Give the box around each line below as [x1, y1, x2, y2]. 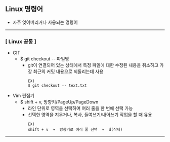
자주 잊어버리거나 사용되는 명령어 [12, 19, 78, 25]
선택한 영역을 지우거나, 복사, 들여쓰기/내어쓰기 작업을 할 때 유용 [27, 112, 152, 118]
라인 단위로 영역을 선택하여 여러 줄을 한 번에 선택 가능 [27, 105, 133, 112]
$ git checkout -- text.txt [27, 83, 87, 88]
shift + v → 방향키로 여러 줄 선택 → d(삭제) [27, 127, 123, 132]
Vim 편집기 [12, 93, 34, 99]
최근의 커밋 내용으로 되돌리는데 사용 [33, 68, 104, 75]
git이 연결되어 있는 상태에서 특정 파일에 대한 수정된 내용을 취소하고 [27, 62, 159, 68]
